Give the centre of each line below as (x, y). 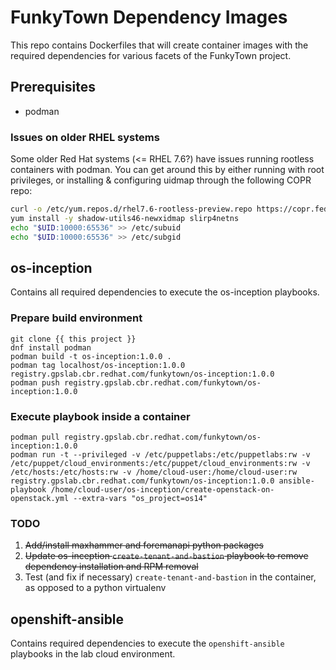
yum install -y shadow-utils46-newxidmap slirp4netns (125, 218)
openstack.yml (40, 498)
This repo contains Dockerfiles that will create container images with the (159, 45)
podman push (35, 382)
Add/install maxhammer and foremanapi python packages (144, 545)
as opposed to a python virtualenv (95, 588)
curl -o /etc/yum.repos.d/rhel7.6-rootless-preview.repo (131, 209)
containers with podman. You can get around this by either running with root (167, 170)
